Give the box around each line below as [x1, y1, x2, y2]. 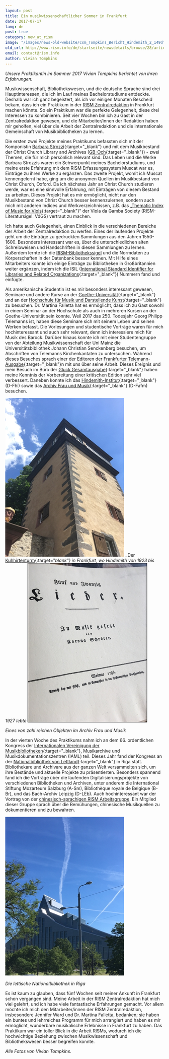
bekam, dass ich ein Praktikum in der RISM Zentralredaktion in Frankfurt [5, 101, 154, 108]
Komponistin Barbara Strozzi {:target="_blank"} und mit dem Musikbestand [5, 144, 160, 150]
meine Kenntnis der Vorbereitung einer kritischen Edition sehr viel [5, 372, 141, 378]
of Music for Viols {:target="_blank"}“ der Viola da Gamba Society [5, 208, 140, 214]
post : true [5, 29, 28, 35]
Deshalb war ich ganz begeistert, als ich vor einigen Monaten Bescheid [5, 96, 152, 102]
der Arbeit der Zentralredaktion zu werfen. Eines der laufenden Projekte [5, 228, 154, 234]
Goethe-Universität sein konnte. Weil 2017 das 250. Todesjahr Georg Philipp [5, 313, 162, 319]
